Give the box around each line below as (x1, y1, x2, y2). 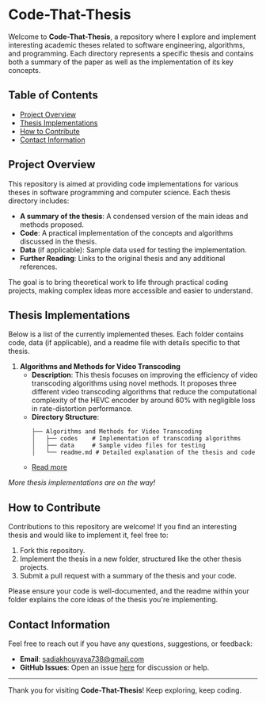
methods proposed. (19, 220, 85, 229)
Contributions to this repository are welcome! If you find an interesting (8, 522, 237, 532)
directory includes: (8, 196, 70, 206)
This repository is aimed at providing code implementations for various (8, 179, 239, 188)
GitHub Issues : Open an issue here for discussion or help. (19, 663, 210, 672)
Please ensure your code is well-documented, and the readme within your (8, 586, 249, 596)
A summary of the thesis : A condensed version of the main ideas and (19, 211, 249, 221)
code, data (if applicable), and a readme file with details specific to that (8, 338, 241, 348)
